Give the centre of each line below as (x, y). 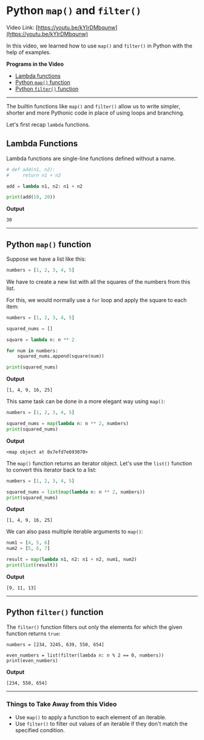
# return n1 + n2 (34, 175)
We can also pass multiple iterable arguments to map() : (75, 532)
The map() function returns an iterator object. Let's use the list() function (99, 463)
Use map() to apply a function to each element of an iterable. (91, 717)
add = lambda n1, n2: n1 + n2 (45, 186)
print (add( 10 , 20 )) (31, 197)
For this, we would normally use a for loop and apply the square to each (97, 300)
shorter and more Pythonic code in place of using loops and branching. (95, 113)
